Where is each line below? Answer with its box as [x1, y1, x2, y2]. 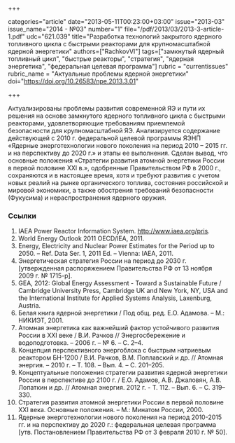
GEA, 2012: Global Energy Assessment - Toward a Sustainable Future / [17, 279, 222, 287]
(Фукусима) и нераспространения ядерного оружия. [8, 193, 166, 202]
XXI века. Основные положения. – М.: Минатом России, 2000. [17, 406, 204, 414]
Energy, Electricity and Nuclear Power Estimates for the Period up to [17, 242, 215, 250]
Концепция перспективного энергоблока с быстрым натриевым [17, 346, 211, 355]
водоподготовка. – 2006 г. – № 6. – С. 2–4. [17, 339, 143, 347]
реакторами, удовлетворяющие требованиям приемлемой [8, 119, 185, 127]
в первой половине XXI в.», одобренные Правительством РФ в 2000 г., [8, 164, 221, 172]
